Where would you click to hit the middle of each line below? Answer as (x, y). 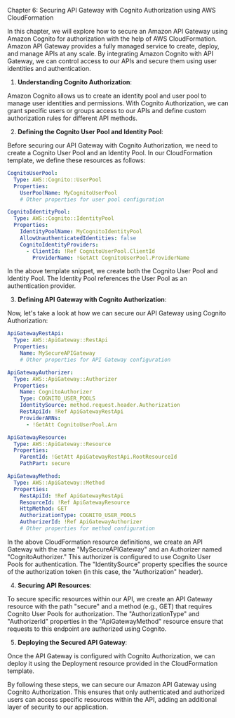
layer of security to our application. (58, 707)
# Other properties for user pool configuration (92, 200)
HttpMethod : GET (44, 509)
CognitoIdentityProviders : (59, 244)
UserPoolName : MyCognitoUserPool (69, 192)
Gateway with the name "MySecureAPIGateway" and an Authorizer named (115, 549)
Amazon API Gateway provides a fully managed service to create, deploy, (113, 46)
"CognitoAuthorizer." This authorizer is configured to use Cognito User (109, 556)
